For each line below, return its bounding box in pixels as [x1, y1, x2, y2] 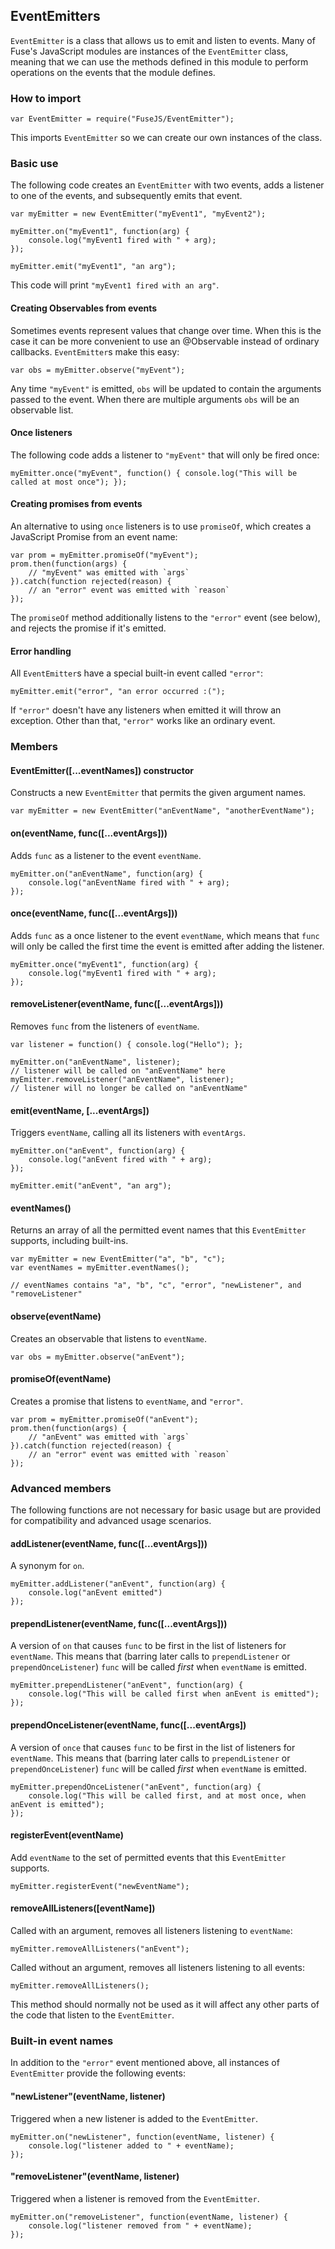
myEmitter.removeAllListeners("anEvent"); [10, 1944, 190, 1954]
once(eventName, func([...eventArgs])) [10, 907, 178, 919]
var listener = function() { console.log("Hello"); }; [10, 1039, 244, 1049]
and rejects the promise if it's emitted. [10, 622, 167, 634]
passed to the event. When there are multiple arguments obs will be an [10, 393, 300, 405]
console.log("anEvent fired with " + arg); [28, 1155, 213, 1165]
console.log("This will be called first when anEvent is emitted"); [28, 1689, 320, 1699]
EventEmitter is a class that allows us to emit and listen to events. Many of [10, 34, 316, 46]
